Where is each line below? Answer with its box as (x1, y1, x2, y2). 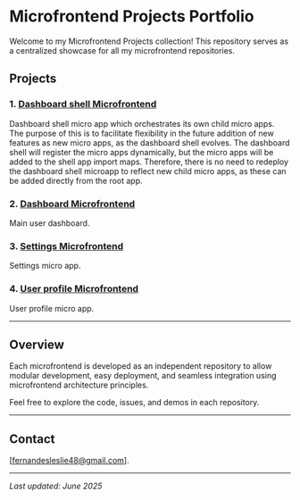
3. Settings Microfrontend (9, 239, 123, 252)
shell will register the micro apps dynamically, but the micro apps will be (9, 146, 274, 157)
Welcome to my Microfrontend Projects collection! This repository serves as (9, 36, 288, 46)
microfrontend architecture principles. (9, 379, 149, 390)
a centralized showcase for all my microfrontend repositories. (9, 45, 235, 55)
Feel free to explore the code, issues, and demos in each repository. (9, 397, 260, 408)
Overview (9, 337, 65, 352)
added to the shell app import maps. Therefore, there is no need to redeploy (9, 156, 288, 167)
